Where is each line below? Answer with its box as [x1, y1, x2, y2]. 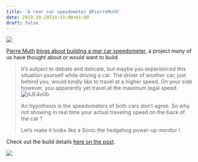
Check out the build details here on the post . [6, 138, 116, 145]
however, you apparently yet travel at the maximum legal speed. [20, 84, 178, 91]
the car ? [20, 115, 43, 123]
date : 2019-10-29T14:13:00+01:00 [6, 14, 89, 20]
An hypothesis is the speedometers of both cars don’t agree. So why [20, 102, 190, 109]
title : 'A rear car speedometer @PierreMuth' [6, 8, 121, 15]
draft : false [6, 20, 39, 26]
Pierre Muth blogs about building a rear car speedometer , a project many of [6, 47, 192, 54]
